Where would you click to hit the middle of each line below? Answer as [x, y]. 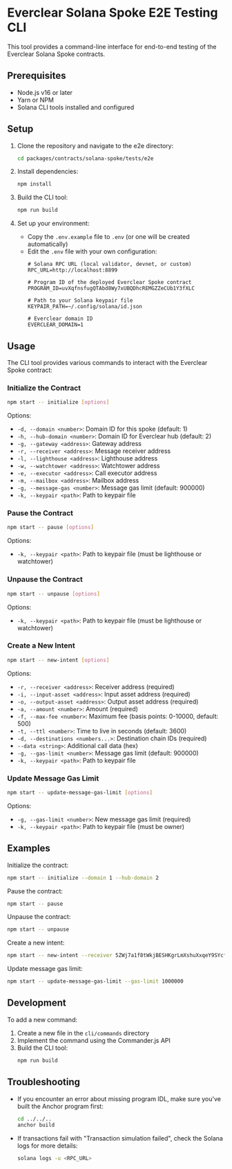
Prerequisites [37, 76]
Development [37, 1003]
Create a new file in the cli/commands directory [83, 1033]
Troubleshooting [44, 1082]
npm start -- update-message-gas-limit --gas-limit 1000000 [96, 981]
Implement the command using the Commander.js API [94, 1040]
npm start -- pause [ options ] [51, 528]
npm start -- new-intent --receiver [60, 956]
